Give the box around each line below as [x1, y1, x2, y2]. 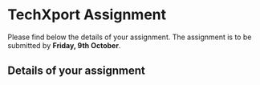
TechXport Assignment [7, 6, 166, 24]
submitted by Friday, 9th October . [7, 40, 121, 50]
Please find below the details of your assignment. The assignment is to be [7, 32, 252, 42]
